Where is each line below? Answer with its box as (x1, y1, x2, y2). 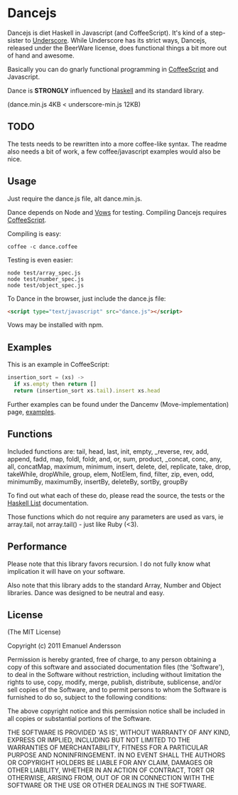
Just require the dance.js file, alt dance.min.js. (7, 194, 143, 203)
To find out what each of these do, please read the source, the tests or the (7, 491, 225, 499)
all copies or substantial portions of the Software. (7, 715, 151, 723)
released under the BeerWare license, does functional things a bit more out (7, 43, 227, 52)
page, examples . (7, 407, 56, 416)
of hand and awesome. (7, 51, 75, 60)
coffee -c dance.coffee (7, 243, 78, 250)
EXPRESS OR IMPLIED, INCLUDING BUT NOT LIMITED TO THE (7, 736, 190, 745)
